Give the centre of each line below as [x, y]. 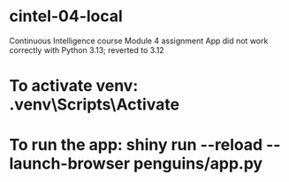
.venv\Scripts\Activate [94, 105]
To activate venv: [74, 86]
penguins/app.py [198, 164]
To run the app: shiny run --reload [136, 145]
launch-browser [70, 164]
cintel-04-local [66, 16]
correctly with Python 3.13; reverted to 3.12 [87, 49]
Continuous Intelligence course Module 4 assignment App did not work [139, 41]
